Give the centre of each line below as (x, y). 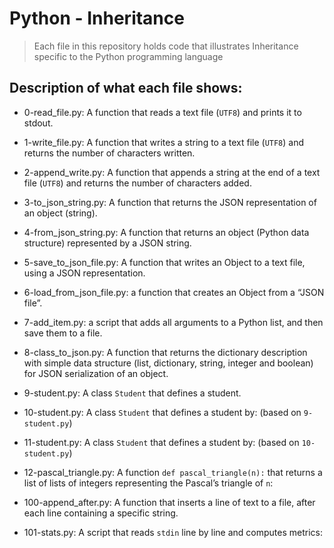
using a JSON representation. (84, 273)
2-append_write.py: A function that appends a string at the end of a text (172, 172)
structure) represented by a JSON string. (107, 243)
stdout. (38, 123)
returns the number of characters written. (109, 153)
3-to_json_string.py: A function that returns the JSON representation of (170, 202)
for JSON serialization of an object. (96, 373)
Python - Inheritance (97, 18)
